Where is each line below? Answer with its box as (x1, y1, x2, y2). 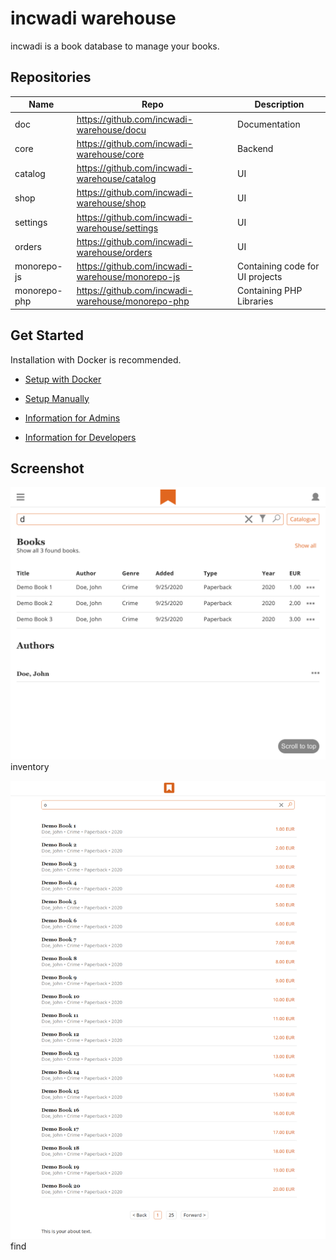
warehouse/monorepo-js (76, 271, 181, 282)
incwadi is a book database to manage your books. (10, 40, 220, 52)
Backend (237, 143, 274, 155)
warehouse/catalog (76, 173, 157, 184)
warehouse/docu (76, 123, 147, 136)
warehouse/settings (76, 222, 159, 234)
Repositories (10, 69, 92, 86)
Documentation (237, 118, 301, 130)
